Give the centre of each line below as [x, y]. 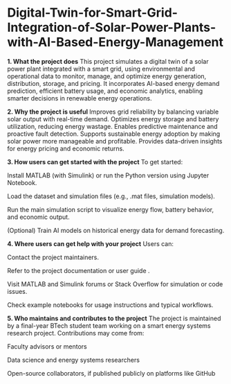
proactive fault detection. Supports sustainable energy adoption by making [114, 134]
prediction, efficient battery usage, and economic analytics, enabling [105, 91]
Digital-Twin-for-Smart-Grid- [93, 13]
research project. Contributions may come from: [76, 333]
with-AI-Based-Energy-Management [115, 42]
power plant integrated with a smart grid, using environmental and [101, 69]
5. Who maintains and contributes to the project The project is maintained [114, 318]
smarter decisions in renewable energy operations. [80, 98]
